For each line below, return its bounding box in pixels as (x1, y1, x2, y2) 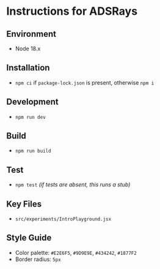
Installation (6, 63, 50, 73)
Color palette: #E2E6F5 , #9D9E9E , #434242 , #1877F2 (15, 249, 137, 256)
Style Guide (6, 233, 52, 243)
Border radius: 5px (15, 256, 61, 263)
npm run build (15, 148, 51, 154)
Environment (6, 29, 57, 39)
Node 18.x (15, 45, 41, 52)
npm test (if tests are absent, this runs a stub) (15, 181, 131, 188)
